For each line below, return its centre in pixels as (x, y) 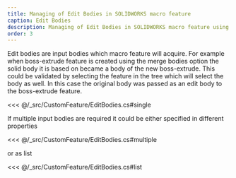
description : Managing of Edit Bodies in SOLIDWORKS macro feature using (118, 27)
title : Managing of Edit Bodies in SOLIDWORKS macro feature (99, 14)
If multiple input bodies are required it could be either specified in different (116, 119)
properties (22, 126)
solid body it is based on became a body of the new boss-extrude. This (111, 69)
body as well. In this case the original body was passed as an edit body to (115, 84)
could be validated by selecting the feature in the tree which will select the (116, 76)
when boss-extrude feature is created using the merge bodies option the (113, 61)
